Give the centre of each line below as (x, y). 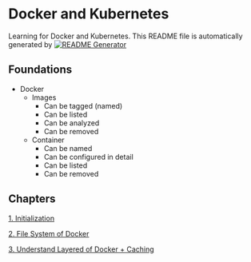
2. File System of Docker (49, 233)
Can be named (68, 148)
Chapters (32, 199)
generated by (30, 44)
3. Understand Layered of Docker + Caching (81, 249)
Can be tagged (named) (83, 105)
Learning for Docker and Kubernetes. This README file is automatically (125, 36)
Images (44, 97)
